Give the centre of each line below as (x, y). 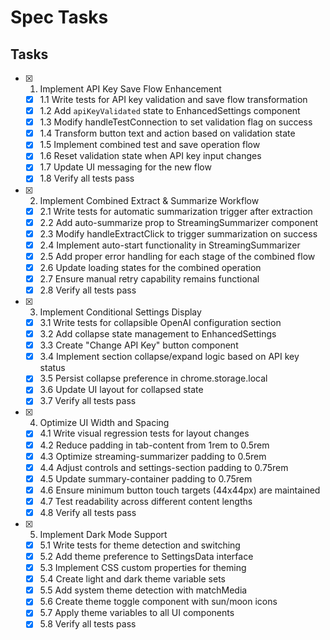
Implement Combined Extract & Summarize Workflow (149, 200)
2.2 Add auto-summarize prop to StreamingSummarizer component (179, 222)
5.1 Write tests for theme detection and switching (140, 545)
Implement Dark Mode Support (103, 534)
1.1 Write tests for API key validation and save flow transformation (173, 99)
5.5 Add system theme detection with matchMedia (143, 590)
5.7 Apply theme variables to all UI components (137, 613)
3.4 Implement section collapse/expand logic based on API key (169, 357)
